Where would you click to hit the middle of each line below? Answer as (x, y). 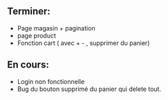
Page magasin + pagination (56, 28)
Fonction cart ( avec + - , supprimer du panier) (83, 43)
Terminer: (29, 11)
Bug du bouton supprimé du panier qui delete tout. (89, 89)
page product (37, 35)
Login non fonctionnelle (51, 81)
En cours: (28, 65)
